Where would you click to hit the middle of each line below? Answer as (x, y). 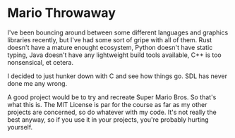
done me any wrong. (37, 83)
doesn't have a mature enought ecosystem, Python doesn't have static (110, 47)
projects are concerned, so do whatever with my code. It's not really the (112, 112)
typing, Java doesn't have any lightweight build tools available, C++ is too (114, 55)
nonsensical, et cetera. (41, 62)
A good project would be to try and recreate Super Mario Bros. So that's (112, 97)
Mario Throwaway (62, 13)
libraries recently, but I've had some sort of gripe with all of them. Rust (110, 39)
